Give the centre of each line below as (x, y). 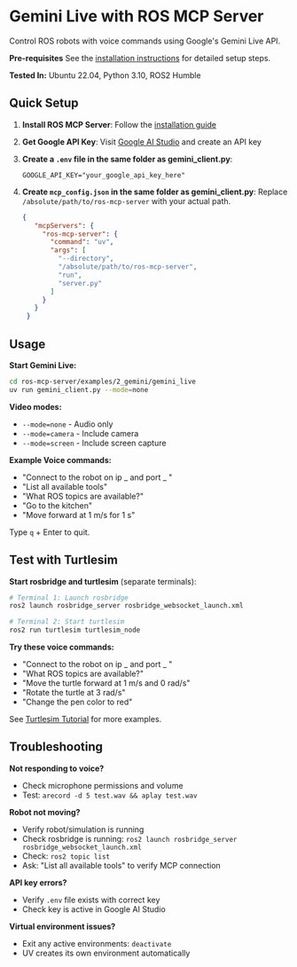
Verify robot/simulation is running (83, 829)
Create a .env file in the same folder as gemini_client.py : (127, 159)
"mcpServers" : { (64, 225)
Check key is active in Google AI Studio (94, 909)
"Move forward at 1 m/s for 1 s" (78, 515)
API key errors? (38, 882)
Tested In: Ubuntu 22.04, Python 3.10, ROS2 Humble (105, 75)
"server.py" (80, 283)
